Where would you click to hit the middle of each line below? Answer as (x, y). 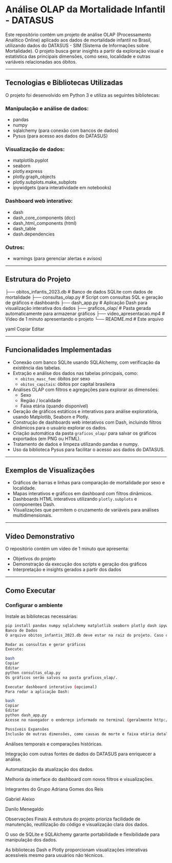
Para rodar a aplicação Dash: (38, 692)
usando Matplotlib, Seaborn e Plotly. (51, 417)
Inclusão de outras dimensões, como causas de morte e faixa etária (80, 734)
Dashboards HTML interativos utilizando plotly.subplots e (75, 499)
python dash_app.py (26, 715)
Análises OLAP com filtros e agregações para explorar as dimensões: (86, 389)
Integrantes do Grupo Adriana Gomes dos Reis (54, 789)
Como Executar (30, 590)
